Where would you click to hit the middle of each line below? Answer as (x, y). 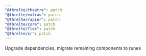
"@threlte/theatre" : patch (33, 10)
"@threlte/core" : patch (30, 24)
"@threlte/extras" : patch (32, 15)
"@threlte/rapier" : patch (32, 19)
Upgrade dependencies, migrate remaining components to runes (73, 48)
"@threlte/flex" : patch (30, 29)
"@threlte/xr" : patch (28, 34)
